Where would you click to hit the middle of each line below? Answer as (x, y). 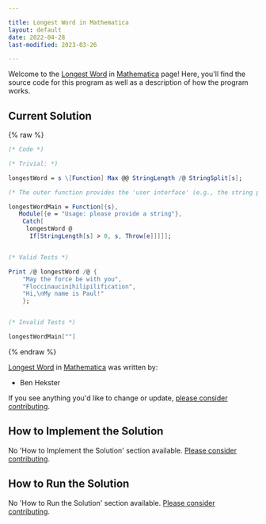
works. (19, 91)
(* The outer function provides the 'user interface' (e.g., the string (131, 192)
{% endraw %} (32, 352)
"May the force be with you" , (72, 279)
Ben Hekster (40, 382)
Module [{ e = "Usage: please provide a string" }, (100, 214)
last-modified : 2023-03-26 (53, 44)
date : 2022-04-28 (37, 37)
